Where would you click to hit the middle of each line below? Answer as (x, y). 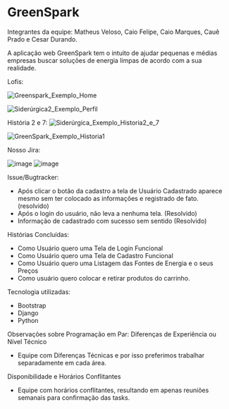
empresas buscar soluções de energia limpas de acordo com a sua (105, 60)
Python (28, 320)
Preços (28, 270)
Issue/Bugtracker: (33, 177)
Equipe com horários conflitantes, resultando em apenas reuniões (113, 390)
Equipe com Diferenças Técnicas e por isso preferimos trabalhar (111, 355)
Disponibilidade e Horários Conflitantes (64, 376)
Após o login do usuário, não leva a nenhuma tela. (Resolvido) (107, 213)
